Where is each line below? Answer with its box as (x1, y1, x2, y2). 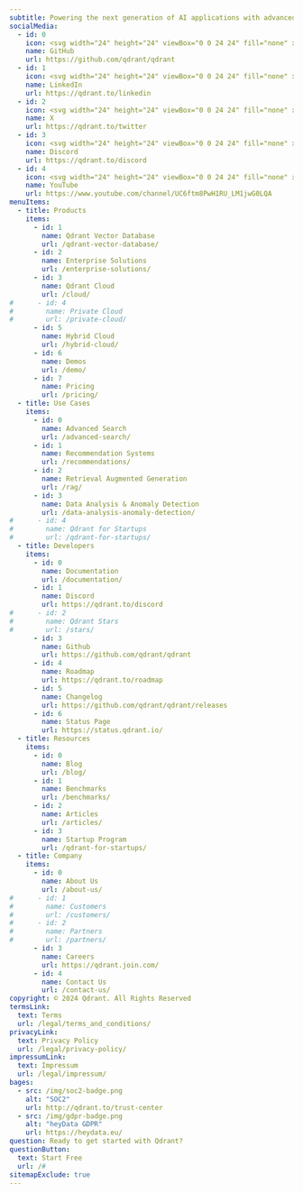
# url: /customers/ (9, 910, 111, 920)
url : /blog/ (41, 767, 87, 776)
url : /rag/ (41, 482, 83, 491)
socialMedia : (9, 22, 59, 31)
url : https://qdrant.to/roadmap (41, 675, 164, 684)
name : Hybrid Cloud (41, 332, 115, 341)
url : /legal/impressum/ (17, 1069, 106, 1078)
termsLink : (9, 1003, 50, 1012)
